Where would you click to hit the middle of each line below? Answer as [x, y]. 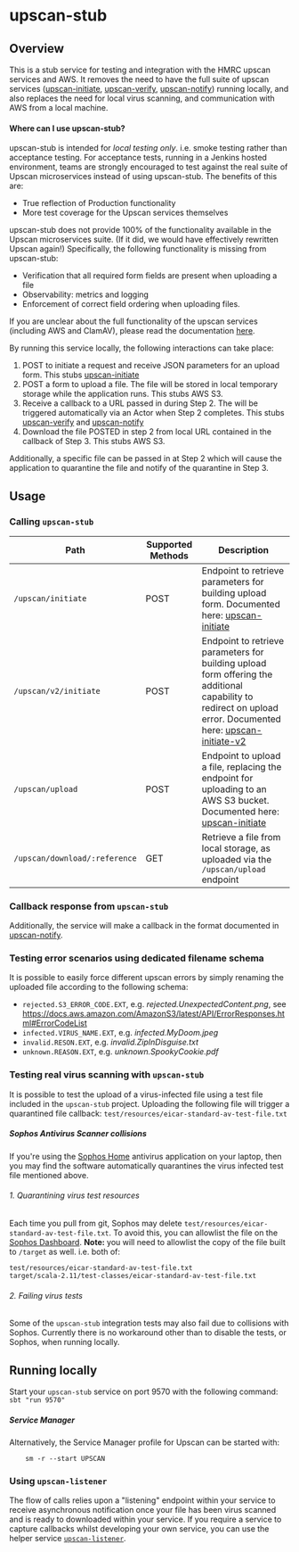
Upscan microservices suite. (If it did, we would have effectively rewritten [144, 239]
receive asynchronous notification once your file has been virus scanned [143, 1510]
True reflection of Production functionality [99, 203]
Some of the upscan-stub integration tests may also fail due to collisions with [149, 1323]
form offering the [237, 674]
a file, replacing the [242, 766]
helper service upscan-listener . [68, 1539]
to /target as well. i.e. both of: [65, 1251]
